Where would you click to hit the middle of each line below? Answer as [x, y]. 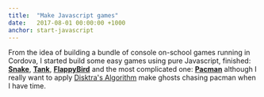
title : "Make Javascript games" [63, 15]
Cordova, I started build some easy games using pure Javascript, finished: [130, 61]
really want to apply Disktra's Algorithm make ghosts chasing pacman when [132, 78]
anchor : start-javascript [51, 30]
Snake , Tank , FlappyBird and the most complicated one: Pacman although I [133, 69]
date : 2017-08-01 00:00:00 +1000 [67, 23]
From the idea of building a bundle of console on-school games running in [129, 53]
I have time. [27, 86]
